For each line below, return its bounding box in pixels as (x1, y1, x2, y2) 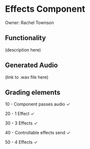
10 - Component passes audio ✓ (5, 101, 71, 107)
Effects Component (5, 3, 86, 15)
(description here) (5, 47, 41, 52)
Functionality (5, 34, 46, 42)
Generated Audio (5, 61, 58, 70)
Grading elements (5, 88, 61, 97)
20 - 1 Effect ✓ (5, 111, 35, 117)
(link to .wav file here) (5, 74, 49, 80)
